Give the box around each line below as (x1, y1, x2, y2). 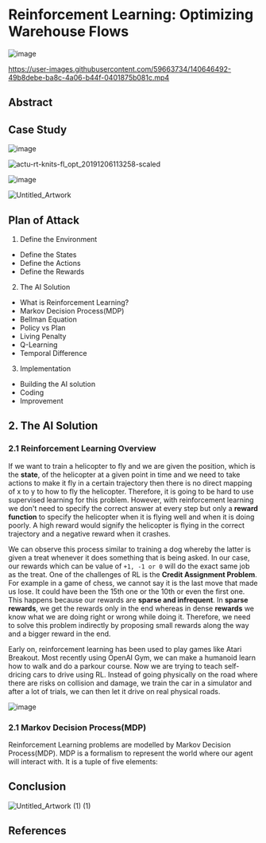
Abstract (8, 96, 53, 109)
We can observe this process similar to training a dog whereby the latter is (8, 544, 252, 554)
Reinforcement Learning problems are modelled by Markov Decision (8, 740, 232, 749)
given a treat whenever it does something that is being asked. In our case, (8, 552, 250, 562)
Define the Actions (19, 258, 81, 267)
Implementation (19, 364, 71, 373)
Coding (19, 388, 44, 397)
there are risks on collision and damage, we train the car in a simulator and (8, 678, 253, 688)
